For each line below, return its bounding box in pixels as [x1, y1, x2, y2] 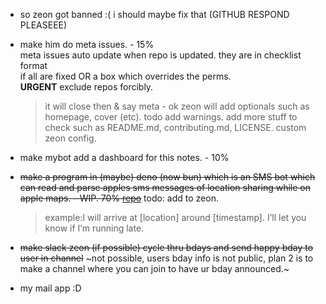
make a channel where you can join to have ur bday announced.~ [19, 263, 290, 274]
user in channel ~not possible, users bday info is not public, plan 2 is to [19, 252, 314, 264]
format [19, 60, 48, 71]
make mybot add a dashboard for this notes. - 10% [19, 152, 230, 163]
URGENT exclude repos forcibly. [19, 81, 154, 93]
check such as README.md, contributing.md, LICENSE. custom [44, 122, 307, 133]
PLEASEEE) [19, 19, 68, 31]
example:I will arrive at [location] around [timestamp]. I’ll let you [44, 212, 307, 223]
